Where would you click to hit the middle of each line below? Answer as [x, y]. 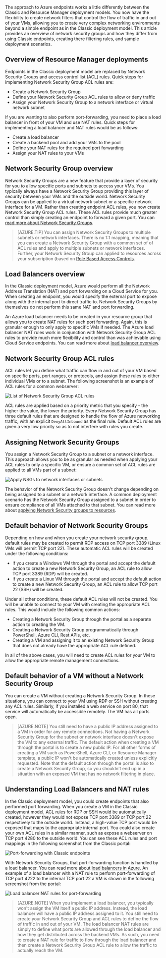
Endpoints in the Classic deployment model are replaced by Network [75, 71]
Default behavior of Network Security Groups [77, 526]
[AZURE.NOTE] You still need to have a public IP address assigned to [88, 726]
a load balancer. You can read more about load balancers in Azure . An [77, 868]
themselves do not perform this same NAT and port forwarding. [70, 307]
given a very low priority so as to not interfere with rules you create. [74, 427]
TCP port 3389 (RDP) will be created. [50, 573]
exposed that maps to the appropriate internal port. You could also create [80, 828]
